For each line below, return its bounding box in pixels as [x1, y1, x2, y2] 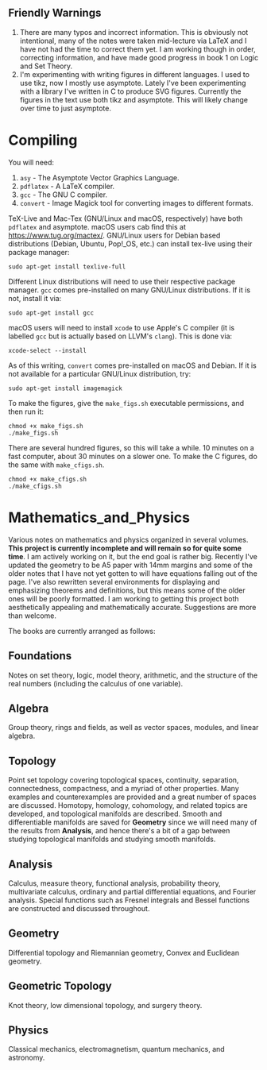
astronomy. [8, 1053, 45, 1063]
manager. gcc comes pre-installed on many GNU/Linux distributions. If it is [8, 285, 251, 295]
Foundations [8, 649, 72, 662]
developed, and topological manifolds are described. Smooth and [8, 809, 222, 819]
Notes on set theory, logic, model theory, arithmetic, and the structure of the [8, 670, 258, 680]
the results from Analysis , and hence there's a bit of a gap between [8, 826, 230, 836]
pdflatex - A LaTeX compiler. [19, 181, 115, 191]
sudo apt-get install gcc [8, 309, 94, 317]
